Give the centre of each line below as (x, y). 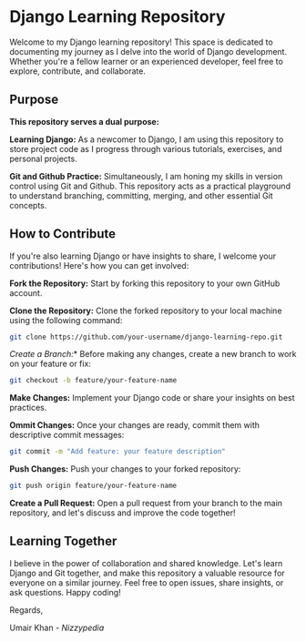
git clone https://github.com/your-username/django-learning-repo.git (146, 337)
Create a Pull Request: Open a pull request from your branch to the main (146, 504)
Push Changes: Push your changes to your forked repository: (125, 469)
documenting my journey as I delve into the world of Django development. (148, 51)
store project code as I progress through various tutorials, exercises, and (146, 148)
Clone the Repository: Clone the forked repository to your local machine (146, 311)
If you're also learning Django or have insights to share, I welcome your (143, 256)
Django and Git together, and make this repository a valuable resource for (147, 573)
